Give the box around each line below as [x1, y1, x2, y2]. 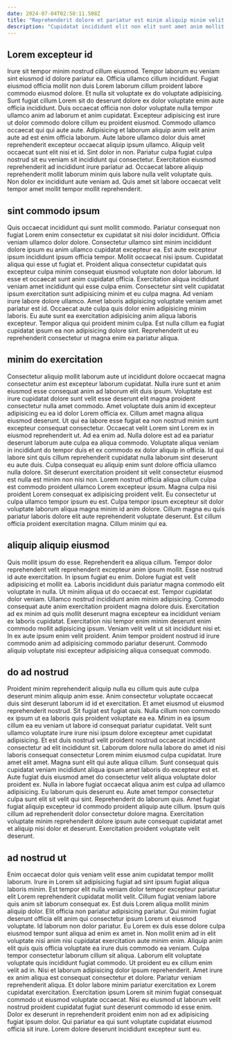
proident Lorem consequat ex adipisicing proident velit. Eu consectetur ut [7, 490, 217, 498]
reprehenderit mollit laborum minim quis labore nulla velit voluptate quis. [7, 170, 213, 179]
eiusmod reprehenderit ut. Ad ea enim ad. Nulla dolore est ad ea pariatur [7, 431, 214, 439]
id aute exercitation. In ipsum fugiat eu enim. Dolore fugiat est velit [7, 572, 196, 581]
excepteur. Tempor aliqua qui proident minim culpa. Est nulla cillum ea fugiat [7, 319, 225, 327]
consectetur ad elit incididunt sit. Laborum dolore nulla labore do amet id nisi [7, 743, 226, 752]
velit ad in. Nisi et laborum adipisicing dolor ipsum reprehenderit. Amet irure [7, 966, 223, 974]
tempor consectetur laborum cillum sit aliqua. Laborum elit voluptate [7, 951, 202, 960]
